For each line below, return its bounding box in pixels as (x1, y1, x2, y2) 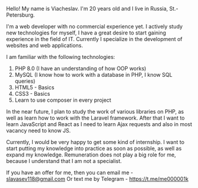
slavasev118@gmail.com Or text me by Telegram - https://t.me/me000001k (6, 176, 189, 182)
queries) (14, 77, 36, 84)
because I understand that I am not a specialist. (6, 158, 122, 164)
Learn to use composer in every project (14, 96, 111, 104)
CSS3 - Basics (14, 90, 50, 97)
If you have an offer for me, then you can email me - (6, 169, 133, 176)
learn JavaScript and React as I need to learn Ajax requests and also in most (6, 121, 193, 127)
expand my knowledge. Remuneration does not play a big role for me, (6, 151, 176, 158)
